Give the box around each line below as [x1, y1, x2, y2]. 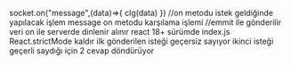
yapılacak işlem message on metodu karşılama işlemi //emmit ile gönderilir [9, 17, 282, 28]
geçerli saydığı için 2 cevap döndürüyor [9, 45, 155, 56]
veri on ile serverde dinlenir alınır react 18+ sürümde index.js [9, 27, 230, 37]
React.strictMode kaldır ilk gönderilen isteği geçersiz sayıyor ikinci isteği [9, 36, 274, 46]
